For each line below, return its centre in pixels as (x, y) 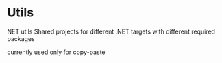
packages (21, 38)
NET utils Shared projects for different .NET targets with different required (111, 32)
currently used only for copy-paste (56, 52)
